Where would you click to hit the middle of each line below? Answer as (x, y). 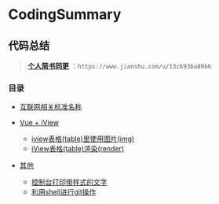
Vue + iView (39, 123)
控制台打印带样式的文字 (69, 182)
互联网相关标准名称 (51, 107)
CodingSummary (65, 15)
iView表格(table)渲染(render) (77, 149)
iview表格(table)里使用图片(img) (83, 139)
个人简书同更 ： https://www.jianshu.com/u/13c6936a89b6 (119, 66)
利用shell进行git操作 (64, 192)
